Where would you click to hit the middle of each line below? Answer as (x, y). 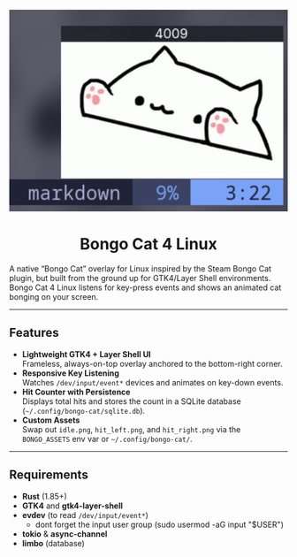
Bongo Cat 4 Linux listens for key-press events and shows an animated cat (145, 287)
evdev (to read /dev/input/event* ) (85, 515)
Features (34, 333)
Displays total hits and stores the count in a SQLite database (131, 401)
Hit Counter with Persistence (76, 392)
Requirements (49, 475)
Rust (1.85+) (45, 496)
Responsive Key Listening (70, 373)
